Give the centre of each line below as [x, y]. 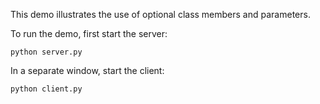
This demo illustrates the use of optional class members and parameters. [160, 14]
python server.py [46, 52]
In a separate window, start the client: [87, 70]
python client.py [46, 89]
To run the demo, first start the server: [89, 33]
